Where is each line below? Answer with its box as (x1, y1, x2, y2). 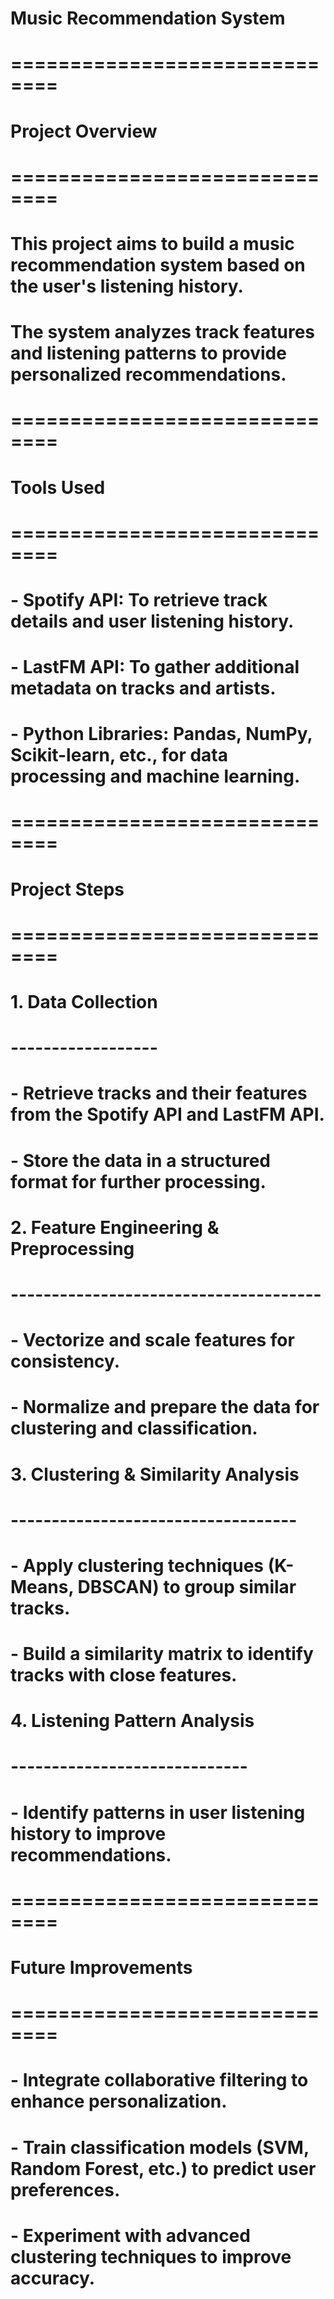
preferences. (10, 2178, 121, 2201)
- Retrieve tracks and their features (10, 1082, 308, 1105)
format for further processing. (10, 1170, 267, 1193)
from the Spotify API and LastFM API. (10, 1103, 325, 1126)
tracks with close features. (10, 1664, 238, 1687)
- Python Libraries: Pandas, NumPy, (10, 723, 313, 746)
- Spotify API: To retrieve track (10, 588, 268, 611)
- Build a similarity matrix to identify (10, 1643, 314, 1666)
